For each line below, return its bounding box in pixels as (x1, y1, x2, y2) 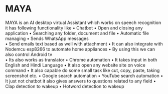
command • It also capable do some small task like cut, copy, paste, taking (5, 67, 160, 73)
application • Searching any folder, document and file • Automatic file (5, 30, 149, 36)
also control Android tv (5, 51, 53, 57)
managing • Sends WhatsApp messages (5, 35, 89, 41)
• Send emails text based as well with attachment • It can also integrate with (5, 40, 163, 46)
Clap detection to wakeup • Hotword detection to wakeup (5, 83, 124, 89)
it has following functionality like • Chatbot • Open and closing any (5, 24, 143, 30)
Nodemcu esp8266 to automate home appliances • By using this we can (5, 46, 155, 52)
